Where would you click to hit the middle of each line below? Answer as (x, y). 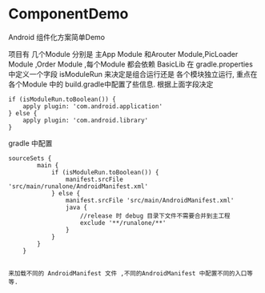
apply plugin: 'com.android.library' (86, 120)
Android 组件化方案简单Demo (57, 37)
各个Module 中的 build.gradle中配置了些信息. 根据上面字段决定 (111, 84)
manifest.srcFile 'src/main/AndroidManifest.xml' (150, 200)
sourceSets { (30, 158)
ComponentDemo (68, 14)
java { (76, 207)
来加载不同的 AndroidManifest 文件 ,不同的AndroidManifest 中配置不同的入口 (128, 273)
